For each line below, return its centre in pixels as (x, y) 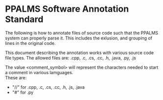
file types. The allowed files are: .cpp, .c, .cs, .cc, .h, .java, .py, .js (70, 58)
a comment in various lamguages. (39, 72)
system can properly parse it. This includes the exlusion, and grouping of (79, 38)
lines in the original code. (30, 43)
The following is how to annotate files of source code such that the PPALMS (81, 33)
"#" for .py (23, 92)
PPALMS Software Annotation (67, 9)
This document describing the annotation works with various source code (80, 53)
